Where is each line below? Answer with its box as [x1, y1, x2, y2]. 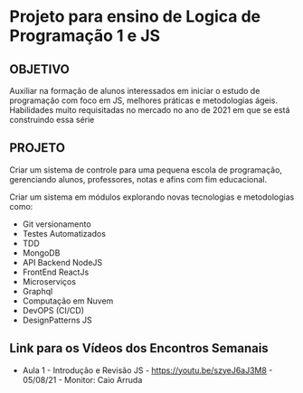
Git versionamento [22, 219, 92, 229]
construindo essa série [9, 115, 95, 125]
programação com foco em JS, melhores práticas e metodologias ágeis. [9, 95, 279, 106]
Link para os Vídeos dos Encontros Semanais [9, 341, 269, 356]
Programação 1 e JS [9, 25, 161, 46]
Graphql [22, 285, 53, 296]
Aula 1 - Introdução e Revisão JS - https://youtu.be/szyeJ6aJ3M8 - [22, 364, 273, 376]
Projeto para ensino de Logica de [9, 6, 260, 27]
